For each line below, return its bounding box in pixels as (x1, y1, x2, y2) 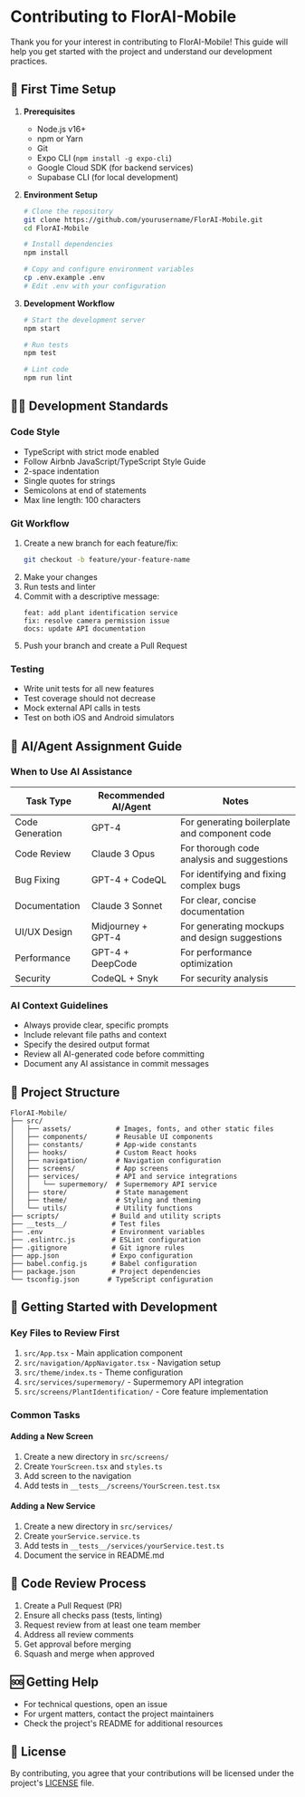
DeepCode (91, 957, 138, 970)
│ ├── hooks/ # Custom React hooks (10, 1148, 197, 1157)
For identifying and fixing (180, 867, 287, 880)
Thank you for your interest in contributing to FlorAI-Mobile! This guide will (10, 36, 289, 47)
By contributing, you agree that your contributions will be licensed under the (10, 1768, 295, 1779)
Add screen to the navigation (23, 1470, 132, 1481)
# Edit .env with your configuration (23, 281, 167, 291)
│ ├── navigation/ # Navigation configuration (10, 1155, 222, 1165)
